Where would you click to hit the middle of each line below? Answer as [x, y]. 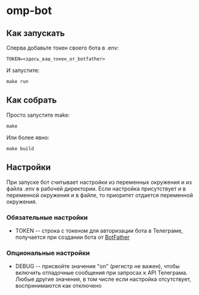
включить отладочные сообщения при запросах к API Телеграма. [101, 273]
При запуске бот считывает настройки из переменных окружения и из [99, 182]
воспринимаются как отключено [58, 286]
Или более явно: [28, 137]
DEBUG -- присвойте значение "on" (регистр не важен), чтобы [97, 266]
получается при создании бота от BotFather [72, 237]
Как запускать [36, 33]
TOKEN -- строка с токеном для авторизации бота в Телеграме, [99, 230]
